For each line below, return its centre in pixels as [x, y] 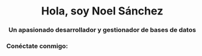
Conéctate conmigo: [37, 46]
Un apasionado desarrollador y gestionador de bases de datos [102, 30]
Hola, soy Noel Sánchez [102, 11]
